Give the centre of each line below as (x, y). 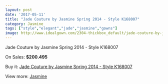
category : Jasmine (24, 24)
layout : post (19, 10)
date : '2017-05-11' (25, 14)
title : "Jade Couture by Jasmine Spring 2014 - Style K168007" (72, 19)
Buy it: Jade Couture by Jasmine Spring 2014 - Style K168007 (69, 66)
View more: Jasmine (26, 76)
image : (12, 33)
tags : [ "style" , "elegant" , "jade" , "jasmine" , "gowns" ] (61, 28)
